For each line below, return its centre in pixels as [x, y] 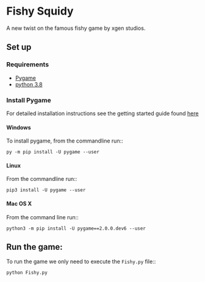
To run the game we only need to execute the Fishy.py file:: [81, 262]
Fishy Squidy [40, 11]
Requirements [28, 65]
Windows [19, 127]
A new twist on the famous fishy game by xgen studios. [76, 28]
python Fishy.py [27, 273]
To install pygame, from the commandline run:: [65, 141]
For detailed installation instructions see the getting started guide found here [103, 113]
